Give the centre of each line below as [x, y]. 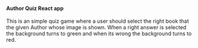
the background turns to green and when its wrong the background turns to [99, 34]
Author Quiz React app [35, 8]
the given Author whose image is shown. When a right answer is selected [96, 28]
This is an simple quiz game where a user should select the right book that [98, 21]
